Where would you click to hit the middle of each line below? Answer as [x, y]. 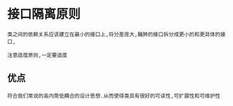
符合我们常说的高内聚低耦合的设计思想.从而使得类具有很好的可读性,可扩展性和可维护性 [114, 96]
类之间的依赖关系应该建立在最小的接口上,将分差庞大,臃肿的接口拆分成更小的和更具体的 [114, 34]
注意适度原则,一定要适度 [37, 55]
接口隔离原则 [44, 14]
